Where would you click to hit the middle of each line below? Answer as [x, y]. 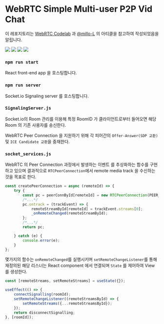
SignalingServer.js [28, 108]
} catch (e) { [28, 236]
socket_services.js [28, 154]
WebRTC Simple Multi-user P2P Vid [79, 9]
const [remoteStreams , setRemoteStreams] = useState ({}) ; [65, 281]
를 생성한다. [16, 272]
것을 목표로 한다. [21, 177]
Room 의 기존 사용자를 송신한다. [36, 125]
